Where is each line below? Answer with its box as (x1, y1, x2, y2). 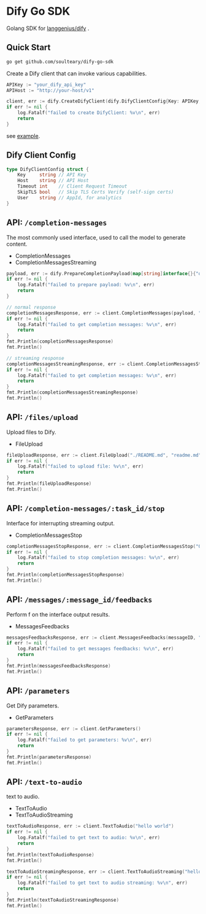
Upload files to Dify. (6, 428, 56, 436)
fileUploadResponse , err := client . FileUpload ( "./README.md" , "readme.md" (6, 452, 202, 458)
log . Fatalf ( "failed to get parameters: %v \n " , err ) (17, 737, 152, 743)
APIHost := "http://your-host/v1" (6, 87, 95, 93)
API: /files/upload (6, 412, 78, 422)
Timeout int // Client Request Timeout (17, 183, 128, 189)
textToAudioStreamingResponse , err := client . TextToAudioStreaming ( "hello (6, 869, 202, 875)
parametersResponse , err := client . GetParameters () (6, 725, 141, 732)
